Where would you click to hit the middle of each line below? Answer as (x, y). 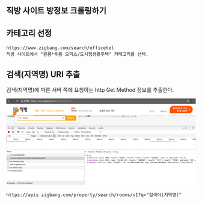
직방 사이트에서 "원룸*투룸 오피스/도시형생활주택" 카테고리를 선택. (77, 55)
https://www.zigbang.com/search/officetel (60, 48)
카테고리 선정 (29, 33)
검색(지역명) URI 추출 (43, 74)
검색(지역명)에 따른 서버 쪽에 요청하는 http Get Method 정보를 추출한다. (90, 90)
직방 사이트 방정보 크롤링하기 (57, 11)
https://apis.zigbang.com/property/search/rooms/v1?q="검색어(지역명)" (94, 195)
